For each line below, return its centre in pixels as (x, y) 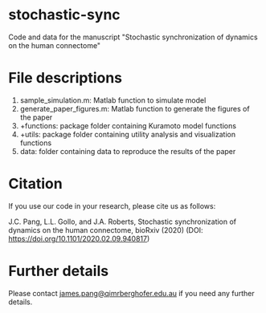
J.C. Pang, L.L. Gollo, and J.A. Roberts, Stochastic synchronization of (123, 222)
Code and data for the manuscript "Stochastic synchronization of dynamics (133, 37)
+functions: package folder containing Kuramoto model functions (128, 125)
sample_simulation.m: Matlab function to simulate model (113, 100)
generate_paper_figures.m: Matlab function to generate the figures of (135, 108)
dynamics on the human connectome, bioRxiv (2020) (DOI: (106, 230)
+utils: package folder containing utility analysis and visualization (127, 134)
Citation (35, 184)
